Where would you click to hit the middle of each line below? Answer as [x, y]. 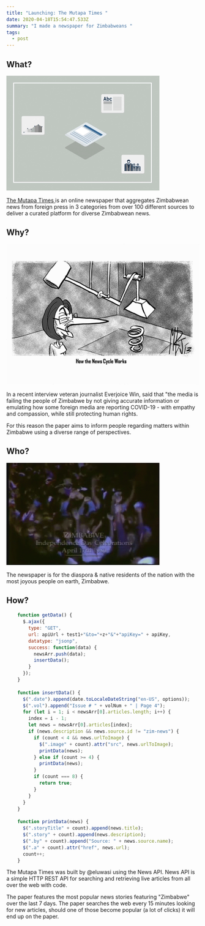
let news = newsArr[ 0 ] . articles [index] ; [80, 725]
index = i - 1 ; [48, 719]
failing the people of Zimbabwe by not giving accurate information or [93, 400]
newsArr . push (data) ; [60, 654]
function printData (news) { [53, 822]
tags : [13, 32]
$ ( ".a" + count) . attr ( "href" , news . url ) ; [76, 848]
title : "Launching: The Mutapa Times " [57, 13]
